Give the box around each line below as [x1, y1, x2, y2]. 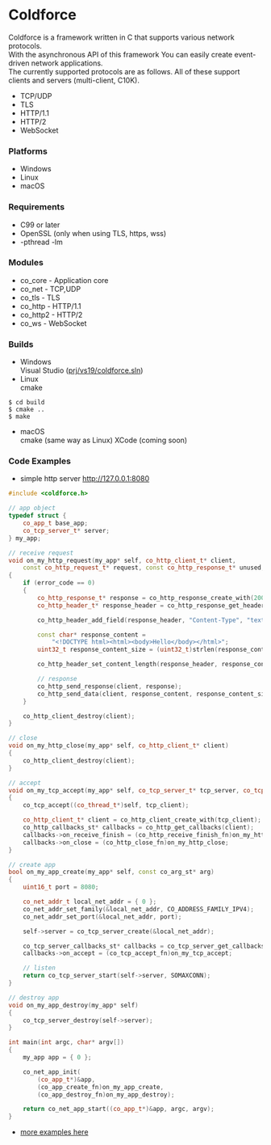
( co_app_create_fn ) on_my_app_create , [37, 1083, 164, 1091]
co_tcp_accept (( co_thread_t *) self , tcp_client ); [23, 801, 190, 809]
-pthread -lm [19, 237, 63, 247]
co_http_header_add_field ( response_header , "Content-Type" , [37, 616, 244, 624]
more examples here [19, 1127, 89, 1137]
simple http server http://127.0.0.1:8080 [19, 474, 150, 484]
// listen [23, 964, 56, 972]
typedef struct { [8, 512, 67, 520]
